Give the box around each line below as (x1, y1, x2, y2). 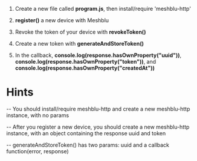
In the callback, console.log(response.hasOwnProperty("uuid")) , (15, 52, 182, 59)
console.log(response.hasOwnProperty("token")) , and (15, 58, 157, 65)
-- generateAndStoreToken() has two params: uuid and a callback (6, 141, 170, 148)
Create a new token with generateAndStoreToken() (15, 40, 144, 47)
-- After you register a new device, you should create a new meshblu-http (6, 123, 190, 130)
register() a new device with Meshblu (15, 17, 109, 23)
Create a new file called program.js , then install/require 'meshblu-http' (15, 5, 192, 12)
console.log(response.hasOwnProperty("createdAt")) (15, 64, 155, 71)
